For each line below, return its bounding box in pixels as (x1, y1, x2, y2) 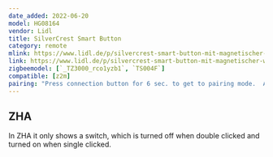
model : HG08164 (8, 19, 60, 28)
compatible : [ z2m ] (8, 72, 71, 80)
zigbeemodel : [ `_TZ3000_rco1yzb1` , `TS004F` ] (8, 65, 165, 73)
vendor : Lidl (8, 27, 53, 35)
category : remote (8, 42, 67, 50)
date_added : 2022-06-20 (8, 11, 89, 20)
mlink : (8, 49, 31, 57)
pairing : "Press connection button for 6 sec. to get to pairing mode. (8, 79, 256, 87)
